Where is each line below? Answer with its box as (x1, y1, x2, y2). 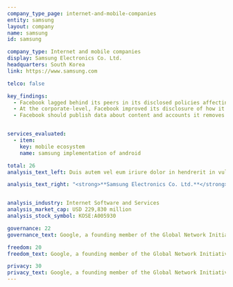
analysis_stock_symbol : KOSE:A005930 (7, 212, 116, 219)
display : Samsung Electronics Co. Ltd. (7, 55, 123, 62)
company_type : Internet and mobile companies (7, 48, 141, 55)
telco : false (7, 80, 45, 87)
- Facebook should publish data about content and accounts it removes (13, 112, 225, 119)
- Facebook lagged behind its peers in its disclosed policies (13, 99, 200, 106)
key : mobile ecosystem (19, 143, 85, 150)
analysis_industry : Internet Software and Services (7, 200, 159, 207)
